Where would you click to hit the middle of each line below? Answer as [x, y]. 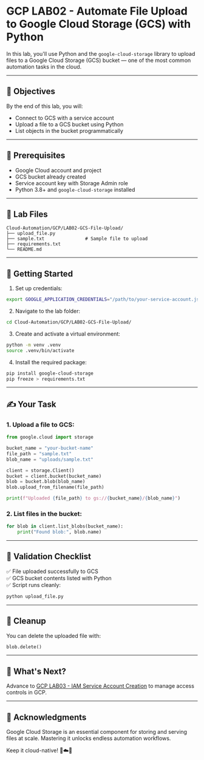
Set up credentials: [39, 288]
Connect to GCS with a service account [64, 118]
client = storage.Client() [40, 470]
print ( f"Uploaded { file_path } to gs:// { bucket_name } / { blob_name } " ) [93, 498]
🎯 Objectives [31, 91]
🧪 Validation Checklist [49, 557]
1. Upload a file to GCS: [40, 424]
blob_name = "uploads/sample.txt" [50, 460]
